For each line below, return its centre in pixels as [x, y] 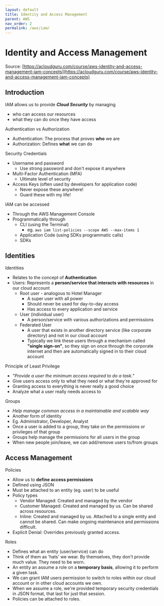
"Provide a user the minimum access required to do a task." [73, 375]
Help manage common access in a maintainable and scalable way [81, 411]
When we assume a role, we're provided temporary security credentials [85, 588]
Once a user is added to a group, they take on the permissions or [79, 426]
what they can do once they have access [54, 119]
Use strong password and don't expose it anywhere [72, 168]
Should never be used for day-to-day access [73, 303]
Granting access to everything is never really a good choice [73, 386]
